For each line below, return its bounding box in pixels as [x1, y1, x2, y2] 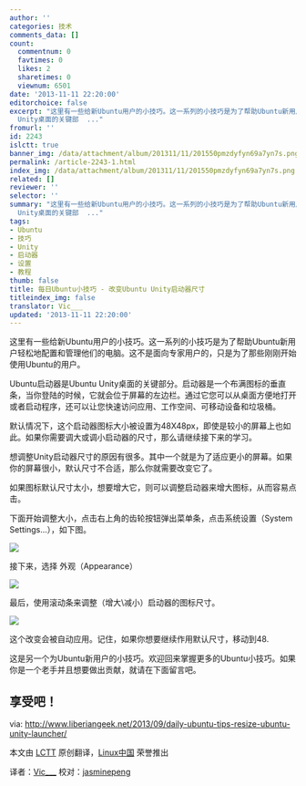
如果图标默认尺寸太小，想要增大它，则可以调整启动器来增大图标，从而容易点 [9, 482, 297, 493]
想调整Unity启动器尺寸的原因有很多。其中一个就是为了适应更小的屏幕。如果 [9, 451, 293, 462]
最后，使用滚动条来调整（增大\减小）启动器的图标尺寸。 [9, 597, 220, 608]
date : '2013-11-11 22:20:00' [9, 89, 120, 98]
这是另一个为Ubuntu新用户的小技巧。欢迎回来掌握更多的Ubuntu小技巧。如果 [9, 653, 296, 664]
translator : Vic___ [9, 302, 84, 311]
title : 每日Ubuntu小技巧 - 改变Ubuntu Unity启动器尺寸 [9, 284, 206, 294]
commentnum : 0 [17, 47, 71, 57]
